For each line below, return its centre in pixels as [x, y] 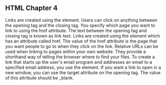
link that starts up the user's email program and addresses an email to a [79, 62]
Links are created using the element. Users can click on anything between [81, 20]
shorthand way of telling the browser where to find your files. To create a [80, 57]
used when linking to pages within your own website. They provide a [76, 51]
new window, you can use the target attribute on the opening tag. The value [83, 72]
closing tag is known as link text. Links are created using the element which [83, 36]
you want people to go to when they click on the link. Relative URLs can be [82, 46]
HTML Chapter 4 [31, 8]
